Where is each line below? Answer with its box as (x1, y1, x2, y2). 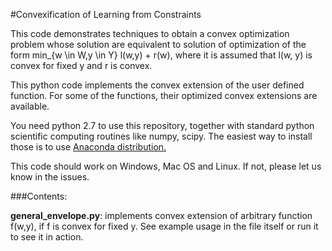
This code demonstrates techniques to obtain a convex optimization (10, 28, 290, 39)
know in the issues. (10, 171, 90, 183)
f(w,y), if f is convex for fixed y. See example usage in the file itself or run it (10, 220, 319, 232)
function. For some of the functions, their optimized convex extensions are (10, 90, 318, 101)
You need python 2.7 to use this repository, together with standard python (10, 120, 315, 131)
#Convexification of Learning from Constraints (10, 9, 202, 20)
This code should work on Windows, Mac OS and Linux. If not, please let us (10, 160, 322, 172)
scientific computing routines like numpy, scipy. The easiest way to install (10, 130, 313, 142)
